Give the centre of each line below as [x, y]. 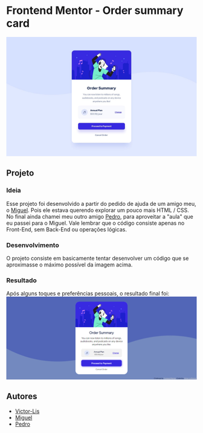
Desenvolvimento [33, 245]
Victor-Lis [27, 411]
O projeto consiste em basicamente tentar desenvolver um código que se [98, 258]
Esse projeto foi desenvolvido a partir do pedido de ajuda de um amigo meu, [101, 203]
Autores [22, 396]
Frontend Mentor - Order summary [95, 11]
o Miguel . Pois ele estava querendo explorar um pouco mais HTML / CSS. [98, 210]
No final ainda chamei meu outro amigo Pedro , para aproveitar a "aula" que [100, 216]
